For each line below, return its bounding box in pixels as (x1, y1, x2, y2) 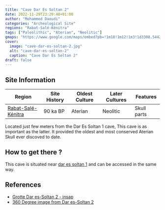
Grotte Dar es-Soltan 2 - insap (12, 194, 74, 200)
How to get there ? (5, 148, 62, 156)
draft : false (5, 58, 32, 62)
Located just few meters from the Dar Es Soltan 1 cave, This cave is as (5, 123, 147, 129)
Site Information (5, 76, 55, 84)
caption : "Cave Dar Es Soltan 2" (9, 53, 78, 58)
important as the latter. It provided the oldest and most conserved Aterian (5, 129, 154, 135)
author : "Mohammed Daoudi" (5, 16, 60, 21)
